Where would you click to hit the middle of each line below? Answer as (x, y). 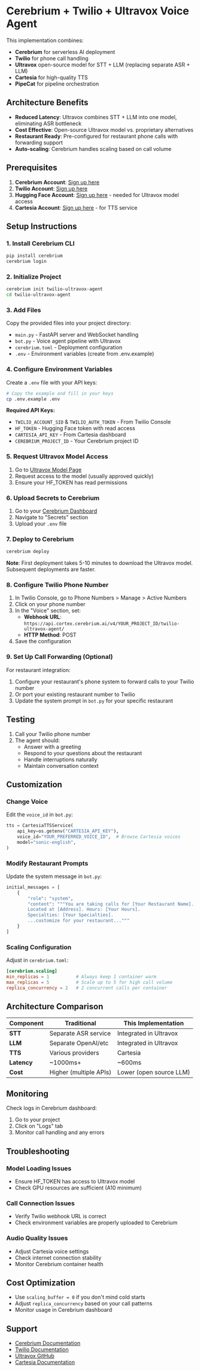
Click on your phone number (50, 604)
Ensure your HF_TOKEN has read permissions (71, 482)
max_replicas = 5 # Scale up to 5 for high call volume (89, 982)
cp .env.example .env (33, 399)
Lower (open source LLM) (154, 1072)
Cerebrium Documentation (48, 1343)
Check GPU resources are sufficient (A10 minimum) (78, 1188)
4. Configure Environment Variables (59, 370)
